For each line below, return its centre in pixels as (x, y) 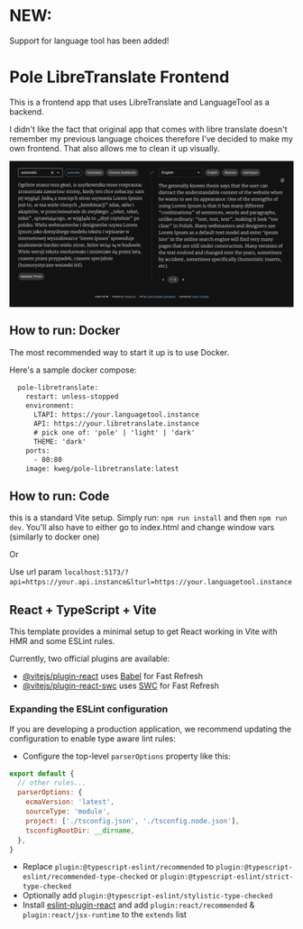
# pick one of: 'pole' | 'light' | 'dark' (114, 432)
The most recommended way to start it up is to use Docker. (119, 352)
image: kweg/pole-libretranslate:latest (102, 469)
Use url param (36, 572)
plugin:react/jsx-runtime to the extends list (105, 915)
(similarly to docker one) (55, 537)
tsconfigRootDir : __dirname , (80, 831)
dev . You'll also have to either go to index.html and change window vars (142, 528)
